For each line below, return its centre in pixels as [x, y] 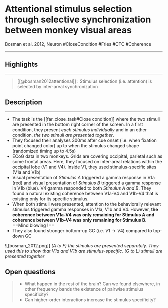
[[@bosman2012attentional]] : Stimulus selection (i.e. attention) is [85, 81]
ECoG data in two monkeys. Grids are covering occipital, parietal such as [87, 156]
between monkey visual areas [69, 30]
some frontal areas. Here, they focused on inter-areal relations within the [87, 161]
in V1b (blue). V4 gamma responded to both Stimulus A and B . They [82, 188]
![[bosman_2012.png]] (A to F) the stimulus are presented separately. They [82, 245]
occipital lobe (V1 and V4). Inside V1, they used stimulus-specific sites [84, 167]
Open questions [30, 272]
